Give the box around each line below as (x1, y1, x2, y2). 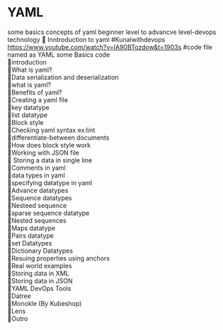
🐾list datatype (7, 111, 48, 119)
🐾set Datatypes (7, 238, 52, 247)
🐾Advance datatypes (7, 186, 69, 194)
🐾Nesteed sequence (7, 201, 67, 209)
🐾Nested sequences (7, 216, 67, 224)
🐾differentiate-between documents (7, 133, 110, 142)
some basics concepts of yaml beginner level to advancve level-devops (7, 28, 217, 36)
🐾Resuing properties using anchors (7, 253, 110, 263)
